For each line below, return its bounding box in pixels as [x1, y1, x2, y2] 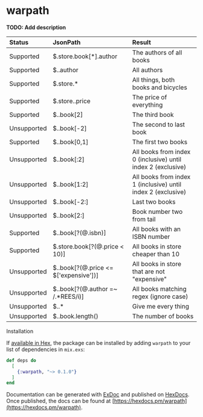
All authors [132, 65, 163, 74]
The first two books [132, 138, 188, 146]
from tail [132, 215, 156, 223]
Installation [6, 327, 34, 335]
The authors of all [132, 48, 182, 56]
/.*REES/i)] [52, 292, 85, 301]
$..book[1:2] [52, 180, 89, 188]
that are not [132, 267, 165, 276]
